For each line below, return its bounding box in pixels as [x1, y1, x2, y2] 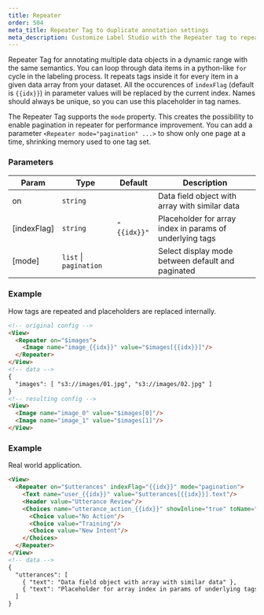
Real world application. [8, 461, 82, 470]
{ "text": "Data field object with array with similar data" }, [22, 578, 237, 586]
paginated [158, 265, 196, 276]
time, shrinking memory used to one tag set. [8, 137, 152, 146]
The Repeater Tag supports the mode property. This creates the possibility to [8, 112, 254, 122]
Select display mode [158, 245, 233, 256]
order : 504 [8, 19, 44, 27]
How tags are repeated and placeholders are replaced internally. [8, 306, 217, 315]
